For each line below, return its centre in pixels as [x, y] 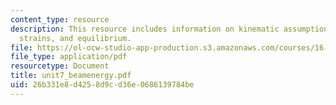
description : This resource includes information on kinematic [145, 29]
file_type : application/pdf [69, 57]
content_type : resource [60, 19]
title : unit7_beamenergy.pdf [71, 76]
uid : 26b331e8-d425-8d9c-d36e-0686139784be [102, 85]
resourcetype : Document [60, 66]
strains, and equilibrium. [75, 38]
